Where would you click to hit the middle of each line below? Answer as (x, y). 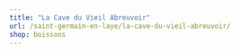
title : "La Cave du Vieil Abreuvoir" (80, 18)
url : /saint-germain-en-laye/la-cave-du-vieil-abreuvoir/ (120, 26)
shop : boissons (38, 34)
